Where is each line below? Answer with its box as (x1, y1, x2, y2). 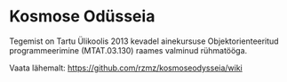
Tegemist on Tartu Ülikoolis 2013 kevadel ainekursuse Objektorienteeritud (9, 36, 279, 46)
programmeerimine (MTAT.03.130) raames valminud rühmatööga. (9, 45, 248, 55)
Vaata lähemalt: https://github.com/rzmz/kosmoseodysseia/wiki (9, 62, 243, 73)
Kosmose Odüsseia (9, 6, 155, 27)
